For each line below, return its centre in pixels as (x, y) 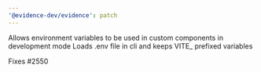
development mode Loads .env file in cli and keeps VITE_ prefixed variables (130, 46)
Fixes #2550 (28, 61)
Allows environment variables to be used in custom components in (116, 38)
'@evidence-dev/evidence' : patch (63, 15)
